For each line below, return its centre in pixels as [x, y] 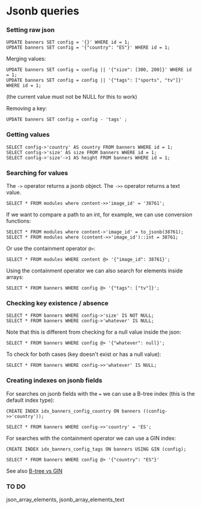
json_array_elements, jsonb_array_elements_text [65, 499]
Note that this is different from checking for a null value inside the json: [94, 332]
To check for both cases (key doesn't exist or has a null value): [84, 354]
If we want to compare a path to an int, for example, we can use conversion [99, 214]
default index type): [31, 400]
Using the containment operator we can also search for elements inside [94, 271]
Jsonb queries [43, 11]
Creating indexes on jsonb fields [54, 381]
